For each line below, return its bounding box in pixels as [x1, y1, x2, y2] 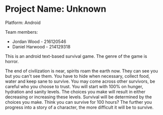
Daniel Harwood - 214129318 [12, 44, 71, 49]
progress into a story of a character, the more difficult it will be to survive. [5, 104, 154, 110]
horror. [5, 58, 19, 64]
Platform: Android [5, 20, 41, 25]
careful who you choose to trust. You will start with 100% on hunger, [5, 83, 143, 89]
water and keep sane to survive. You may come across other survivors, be [5, 78, 156, 84]
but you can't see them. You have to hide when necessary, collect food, [5, 73, 150, 79]
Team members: [5, 29, 38, 35]
